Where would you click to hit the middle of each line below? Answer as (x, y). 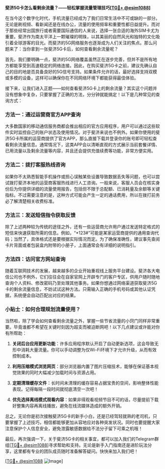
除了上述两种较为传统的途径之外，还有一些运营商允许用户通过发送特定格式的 (82, 226)
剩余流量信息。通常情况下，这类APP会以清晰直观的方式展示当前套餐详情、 (84, 145)
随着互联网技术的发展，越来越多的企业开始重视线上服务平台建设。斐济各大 (80, 271)
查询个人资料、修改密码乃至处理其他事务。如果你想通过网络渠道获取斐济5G (81, 283)
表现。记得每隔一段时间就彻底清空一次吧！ (55, 389)
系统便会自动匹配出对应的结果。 (46, 295)
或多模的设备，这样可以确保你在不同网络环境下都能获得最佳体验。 (72, 78)
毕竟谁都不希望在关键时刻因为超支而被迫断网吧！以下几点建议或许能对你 (87, 327)
